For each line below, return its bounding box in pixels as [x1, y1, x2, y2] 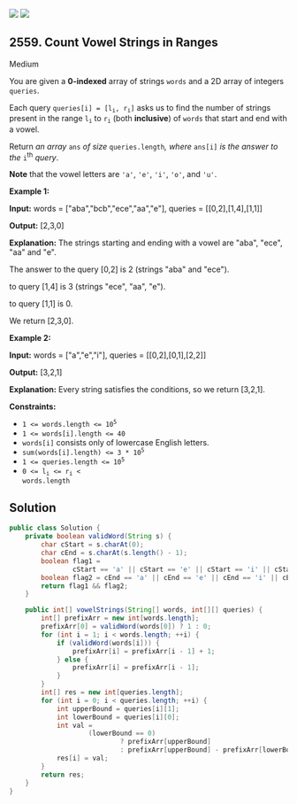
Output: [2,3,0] [9, 220, 65, 231]
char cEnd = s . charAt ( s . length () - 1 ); [41, 549, 188, 558]
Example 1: [9, 186, 50, 197]
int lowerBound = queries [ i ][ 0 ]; [56, 713, 179, 722]
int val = [56, 721, 93, 730]
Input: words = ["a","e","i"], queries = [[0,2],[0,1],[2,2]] [9, 350, 207, 360]
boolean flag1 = [41, 556, 101, 566]
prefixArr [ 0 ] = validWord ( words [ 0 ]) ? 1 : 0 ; [41, 622, 212, 631]
